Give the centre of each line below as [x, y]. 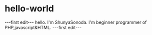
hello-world [29, 9]
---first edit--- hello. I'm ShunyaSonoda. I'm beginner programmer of [76, 22]
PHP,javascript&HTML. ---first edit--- [43, 27]
